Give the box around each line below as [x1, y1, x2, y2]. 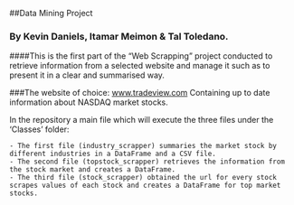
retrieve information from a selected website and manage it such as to [9, 61, 270, 71]
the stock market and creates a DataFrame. [9, 165, 176, 174]
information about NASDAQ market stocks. [9, 97, 169, 107]
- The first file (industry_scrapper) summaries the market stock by [9, 142, 278, 151]
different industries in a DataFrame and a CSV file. [9, 149, 217, 159]
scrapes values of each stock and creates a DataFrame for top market [9, 181, 281, 191]
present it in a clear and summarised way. [9, 70, 166, 80]
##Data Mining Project [9, 8, 93, 18]
